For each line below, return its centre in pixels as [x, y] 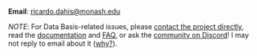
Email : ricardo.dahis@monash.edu [64, 11]
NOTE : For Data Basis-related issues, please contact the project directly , [126, 26]
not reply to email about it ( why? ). [63, 43]
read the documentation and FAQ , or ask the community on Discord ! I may [128, 35]
